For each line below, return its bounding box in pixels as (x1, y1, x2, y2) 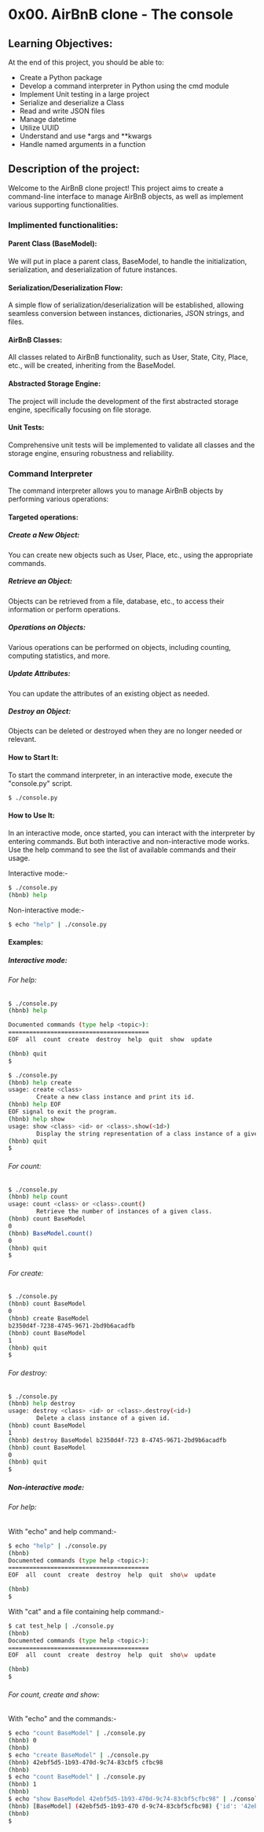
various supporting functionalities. (8, 200, 119, 209)
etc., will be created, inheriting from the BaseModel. (8, 361, 176, 370)
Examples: (8, 937, 43, 946)
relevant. (8, 735, 37, 744)
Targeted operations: (8, 512, 79, 522)
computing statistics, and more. (8, 651, 111, 660)
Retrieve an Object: (8, 576, 73, 586)
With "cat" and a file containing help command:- (8, 1606, 165, 1616)
